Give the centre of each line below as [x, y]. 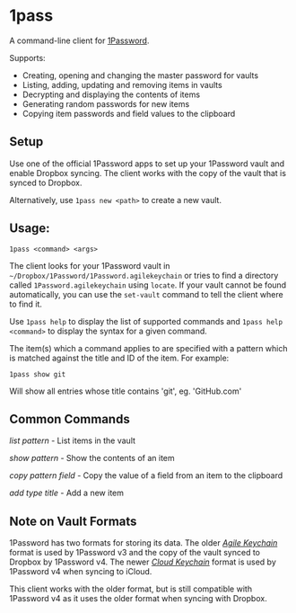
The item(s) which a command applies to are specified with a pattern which [149, 348]
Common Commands [70, 419]
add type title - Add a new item [66, 493]
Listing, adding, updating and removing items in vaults [122, 84]
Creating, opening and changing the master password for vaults [140, 75]
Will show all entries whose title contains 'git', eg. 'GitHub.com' [126, 391]
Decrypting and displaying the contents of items [111, 94]
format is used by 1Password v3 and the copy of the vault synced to [135, 553]
